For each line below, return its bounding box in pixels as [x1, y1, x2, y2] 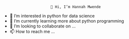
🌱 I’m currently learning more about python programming [9, 18, 124, 24]
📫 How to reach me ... [9, 29, 55, 34]
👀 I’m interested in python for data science [9, 13, 95, 19]
